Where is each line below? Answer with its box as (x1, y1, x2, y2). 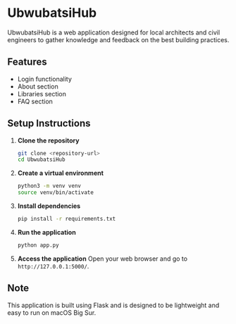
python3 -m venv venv (17, 183, 82, 190)
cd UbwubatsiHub (17, 156, 66, 163)
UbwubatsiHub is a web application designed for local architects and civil (7, 28, 221, 37)
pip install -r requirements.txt (17, 216, 116, 223)
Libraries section (17, 89, 67, 98)
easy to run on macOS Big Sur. (7, 308, 97, 317)
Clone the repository (17, 136, 80, 145)
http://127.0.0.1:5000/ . (17, 261, 89, 270)
